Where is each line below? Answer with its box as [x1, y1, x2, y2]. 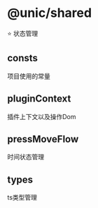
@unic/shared [7, 5, 92, 21]
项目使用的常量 [7, 72, 50, 80]
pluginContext [7, 93, 71, 105]
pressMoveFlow [7, 133, 79, 145]
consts [7, 52, 38, 64]
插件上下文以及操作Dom [7, 112, 76, 121]
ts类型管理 [7, 193, 37, 202]
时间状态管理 [7, 153, 44, 161]
